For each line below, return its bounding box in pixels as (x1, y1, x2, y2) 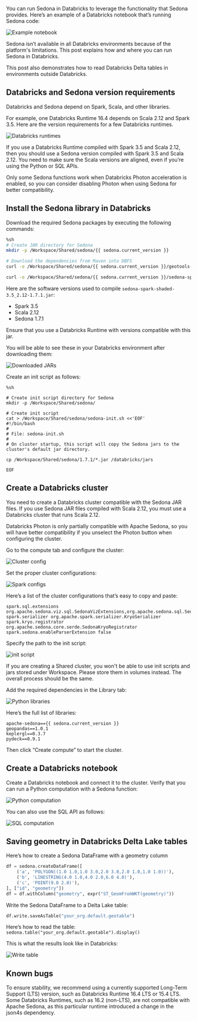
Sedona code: (6, 18, 40, 24)
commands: (6, 225, 35, 232)
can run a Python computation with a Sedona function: (6, 785, 138, 792)
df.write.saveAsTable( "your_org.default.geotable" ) (6, 912, 135, 919)
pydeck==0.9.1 (6, 736, 41, 742)
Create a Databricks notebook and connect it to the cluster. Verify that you (6, 779, 186, 786)
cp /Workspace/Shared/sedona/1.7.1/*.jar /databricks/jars (6, 456, 154, 463)
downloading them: (6, 350, 53, 357)
